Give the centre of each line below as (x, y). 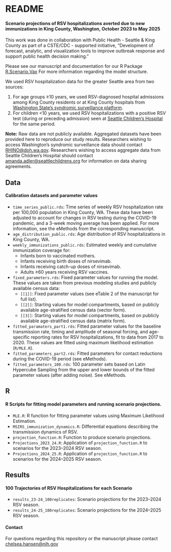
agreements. (19, 166)
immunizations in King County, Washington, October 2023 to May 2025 (83, 29)
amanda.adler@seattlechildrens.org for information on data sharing (76, 161)
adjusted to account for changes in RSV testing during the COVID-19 (84, 218)
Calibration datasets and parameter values (52, 196)
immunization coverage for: (41, 250)
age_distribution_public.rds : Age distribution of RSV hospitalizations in (89, 234)
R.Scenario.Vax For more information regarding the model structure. (77, 71)
